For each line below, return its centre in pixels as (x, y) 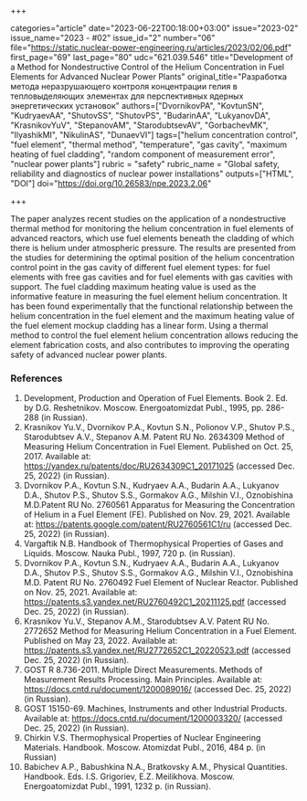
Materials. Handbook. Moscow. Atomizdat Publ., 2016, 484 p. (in (144, 748)
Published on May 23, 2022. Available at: (101, 641)
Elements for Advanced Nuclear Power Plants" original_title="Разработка (148, 77)
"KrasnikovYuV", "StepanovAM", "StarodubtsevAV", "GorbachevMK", (139, 125)
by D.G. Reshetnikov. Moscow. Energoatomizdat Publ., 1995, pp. (143, 408)
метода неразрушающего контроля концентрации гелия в (124, 86)
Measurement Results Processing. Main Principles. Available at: (143, 680)
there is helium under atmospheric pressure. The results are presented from (153, 248)
